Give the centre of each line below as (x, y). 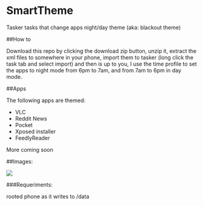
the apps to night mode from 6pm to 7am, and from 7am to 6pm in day (94, 70)
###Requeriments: (29, 184)
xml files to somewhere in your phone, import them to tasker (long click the (100, 57)
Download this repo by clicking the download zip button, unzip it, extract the (101, 51)
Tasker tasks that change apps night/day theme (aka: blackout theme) (94, 27)
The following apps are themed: (46, 100)
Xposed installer (35, 131)
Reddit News (31, 118)
